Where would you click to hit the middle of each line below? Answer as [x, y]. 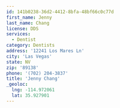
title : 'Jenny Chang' [33, 79]
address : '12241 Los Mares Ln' [45, 51]
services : [19, 34]
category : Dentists [31, 46]
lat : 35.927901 [31, 95]
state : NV [19, 62]
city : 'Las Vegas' [29, 56]
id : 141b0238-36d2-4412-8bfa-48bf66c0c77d [60, 12]
